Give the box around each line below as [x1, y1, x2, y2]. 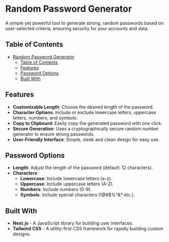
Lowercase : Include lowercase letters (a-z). [20, 176, 112, 182]
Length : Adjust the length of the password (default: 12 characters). [12, 164, 153, 171]
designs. [12, 231, 31, 237]
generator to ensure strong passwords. [12, 131, 95, 137]
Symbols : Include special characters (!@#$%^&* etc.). [20, 192, 135, 198]
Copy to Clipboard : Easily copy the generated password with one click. [12, 120, 163, 126]
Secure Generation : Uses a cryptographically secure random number [12, 126, 159, 132]
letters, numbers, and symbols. [12, 114, 78, 120]
